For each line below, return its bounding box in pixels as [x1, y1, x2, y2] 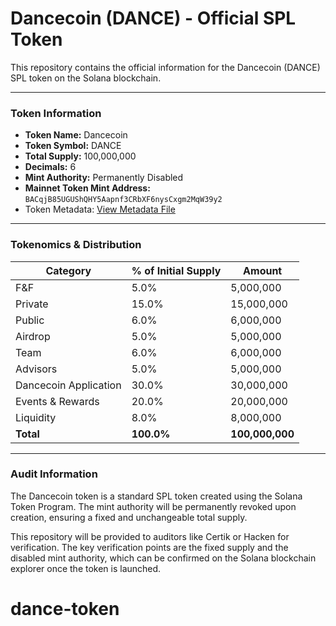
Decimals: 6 [24, 161, 77, 173]
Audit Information [10, 467, 98, 481]
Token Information [10, 106, 102, 120]
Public [15, 313, 45, 327]
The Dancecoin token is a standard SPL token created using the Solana [10, 490, 303, 502]
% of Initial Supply [131, 263, 222, 277]
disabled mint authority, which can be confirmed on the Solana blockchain [10, 552, 317, 564]
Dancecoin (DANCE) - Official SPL [10, 7, 297, 30]
